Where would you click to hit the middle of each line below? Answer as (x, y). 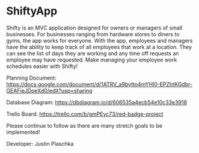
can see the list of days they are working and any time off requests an (93, 53)
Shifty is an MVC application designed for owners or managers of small (94, 28)
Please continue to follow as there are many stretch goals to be (84, 125)
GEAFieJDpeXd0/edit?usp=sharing (49, 90)
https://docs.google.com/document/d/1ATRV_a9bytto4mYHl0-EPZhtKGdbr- (99, 84)
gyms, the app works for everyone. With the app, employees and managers (99, 40)
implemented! (23, 132)
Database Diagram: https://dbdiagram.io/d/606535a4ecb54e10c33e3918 (97, 102)
